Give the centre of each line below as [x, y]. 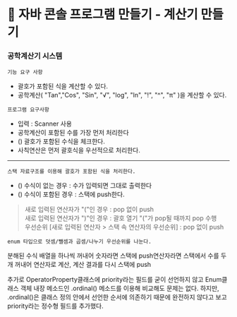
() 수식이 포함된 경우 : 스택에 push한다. [71, 194]
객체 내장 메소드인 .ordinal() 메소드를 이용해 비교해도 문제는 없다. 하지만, [120, 288]
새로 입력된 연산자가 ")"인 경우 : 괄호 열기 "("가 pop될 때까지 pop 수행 [121, 218]
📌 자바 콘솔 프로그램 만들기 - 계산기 [103, 14]
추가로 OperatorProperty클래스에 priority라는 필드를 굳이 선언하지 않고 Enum [115, 280]
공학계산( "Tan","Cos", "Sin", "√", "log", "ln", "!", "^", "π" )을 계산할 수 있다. [122, 95]
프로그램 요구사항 [28, 110]
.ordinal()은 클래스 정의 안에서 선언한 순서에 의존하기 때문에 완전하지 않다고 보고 [117, 297]
